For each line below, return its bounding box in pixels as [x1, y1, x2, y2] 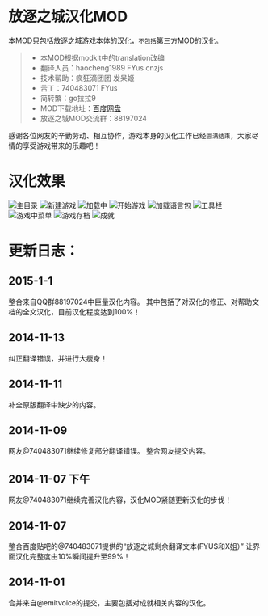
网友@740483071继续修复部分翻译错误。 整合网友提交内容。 [8, 446, 210, 456]
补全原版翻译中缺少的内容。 [8, 399, 101, 409]
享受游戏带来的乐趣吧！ [22, 141, 101, 150]
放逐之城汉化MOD [8, 7, 128, 26]
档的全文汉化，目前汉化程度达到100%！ [8, 306, 141, 316]
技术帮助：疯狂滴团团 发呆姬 [40, 73, 135, 82]
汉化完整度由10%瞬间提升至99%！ [15, 551, 131, 561]
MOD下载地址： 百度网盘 [40, 103, 122, 113]
